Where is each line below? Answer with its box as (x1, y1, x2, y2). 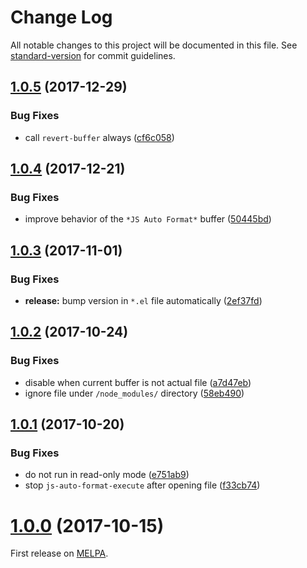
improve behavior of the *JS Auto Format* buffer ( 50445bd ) (24, 213, 272, 225)
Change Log (10, 6, 113, 29)
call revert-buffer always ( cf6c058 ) (24, 131, 175, 143)
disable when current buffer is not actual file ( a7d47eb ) (24, 376, 252, 388)
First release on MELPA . (10, 547, 109, 560)
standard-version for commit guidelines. (10, 49, 176, 61)
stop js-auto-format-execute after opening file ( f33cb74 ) (24, 479, 261, 491)
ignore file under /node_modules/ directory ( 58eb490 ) (24, 387, 245, 399)
